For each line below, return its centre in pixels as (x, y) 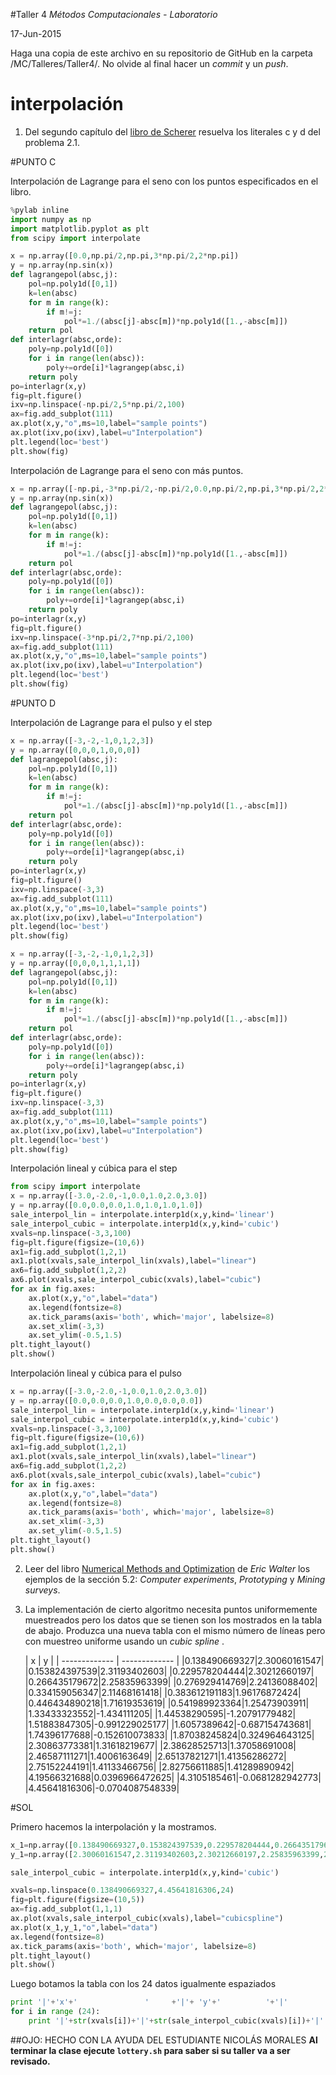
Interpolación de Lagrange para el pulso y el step (111, 722)
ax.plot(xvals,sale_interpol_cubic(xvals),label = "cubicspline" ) (147, 1919)
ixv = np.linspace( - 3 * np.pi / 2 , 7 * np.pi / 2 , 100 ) (102, 637)
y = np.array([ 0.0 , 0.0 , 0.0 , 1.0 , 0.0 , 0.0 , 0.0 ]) (106, 1400)
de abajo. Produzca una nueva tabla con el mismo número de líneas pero (175, 1630)
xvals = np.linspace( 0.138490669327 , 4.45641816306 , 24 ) (122, 1890)
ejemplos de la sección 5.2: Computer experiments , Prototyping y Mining (175, 1579)
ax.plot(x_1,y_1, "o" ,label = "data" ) (84, 1927)
